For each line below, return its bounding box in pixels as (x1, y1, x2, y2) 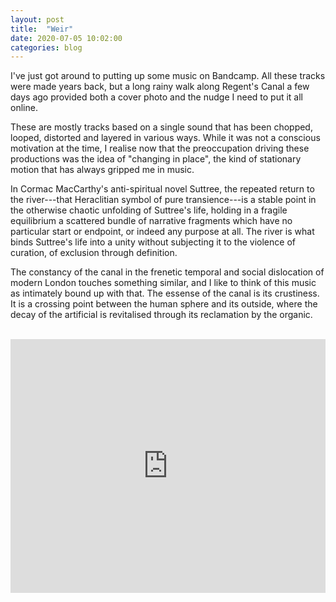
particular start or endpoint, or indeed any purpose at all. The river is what (10, 226, 315, 238)
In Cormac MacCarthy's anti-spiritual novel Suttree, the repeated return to (10, 183, 315, 195)
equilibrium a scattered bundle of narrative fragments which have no (10, 215, 293, 227)
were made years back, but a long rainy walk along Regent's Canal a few (10, 81, 310, 93)
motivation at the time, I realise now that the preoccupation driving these (10, 142, 310, 155)
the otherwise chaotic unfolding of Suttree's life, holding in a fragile (10, 204, 288, 216)
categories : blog (10, 42, 83, 53)
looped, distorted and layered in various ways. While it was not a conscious (10, 132, 321, 144)
